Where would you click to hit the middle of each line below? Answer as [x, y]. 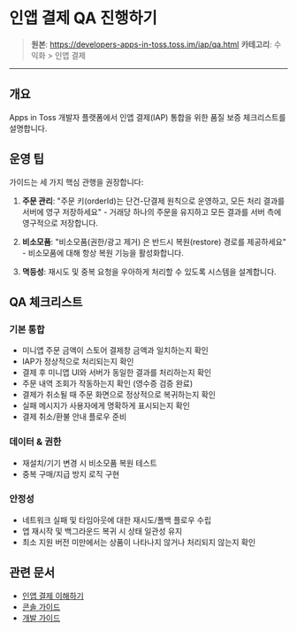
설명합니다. [28, 128]
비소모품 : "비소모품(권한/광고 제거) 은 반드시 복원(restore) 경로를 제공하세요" [154, 242]
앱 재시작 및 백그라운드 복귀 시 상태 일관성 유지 [102, 531]
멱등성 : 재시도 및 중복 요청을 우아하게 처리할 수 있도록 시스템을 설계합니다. [149, 272]
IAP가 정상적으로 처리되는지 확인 [78, 362]
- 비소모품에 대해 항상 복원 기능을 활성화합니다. [103, 252]
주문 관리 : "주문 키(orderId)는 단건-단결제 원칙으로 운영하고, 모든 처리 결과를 [153, 201]
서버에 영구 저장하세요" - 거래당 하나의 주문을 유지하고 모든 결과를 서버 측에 [152, 212]
